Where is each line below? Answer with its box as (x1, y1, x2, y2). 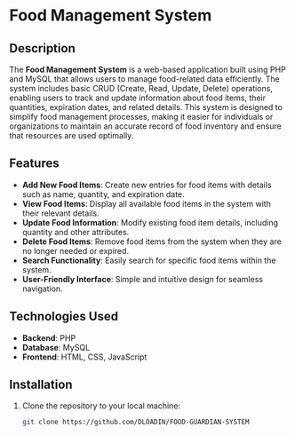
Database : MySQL (21, 342, 91, 352)
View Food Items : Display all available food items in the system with (21, 198, 271, 209)
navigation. (21, 283, 64, 294)
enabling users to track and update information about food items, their (9, 92, 267, 103)
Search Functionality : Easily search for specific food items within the (21, 255, 276, 265)
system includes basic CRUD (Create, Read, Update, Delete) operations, (9, 83, 274, 93)
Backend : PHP (21, 332, 76, 343)
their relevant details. (21, 208, 100, 218)
